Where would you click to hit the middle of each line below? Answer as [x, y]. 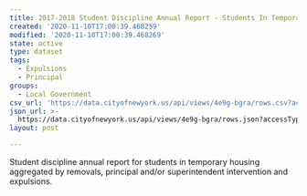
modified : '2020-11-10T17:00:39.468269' [88, 35]
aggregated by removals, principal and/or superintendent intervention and [149, 171]
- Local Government [55, 94]
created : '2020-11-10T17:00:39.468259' [85, 26]
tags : [20, 60]
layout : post [34, 129]
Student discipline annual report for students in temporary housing [135, 162]
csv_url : [26, 103]
